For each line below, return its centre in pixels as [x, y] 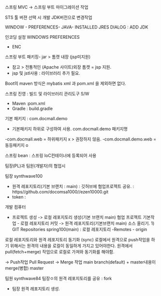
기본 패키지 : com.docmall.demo [36, 118]
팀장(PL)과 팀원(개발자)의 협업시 [35, 166]
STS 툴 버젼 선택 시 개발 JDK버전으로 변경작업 [49, 17]
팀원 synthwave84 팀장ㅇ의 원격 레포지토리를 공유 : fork [59, 278]
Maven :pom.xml [29, 103]
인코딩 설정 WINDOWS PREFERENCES [42, 37]
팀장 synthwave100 [24, 176]
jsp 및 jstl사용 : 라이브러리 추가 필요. [46, 73]
